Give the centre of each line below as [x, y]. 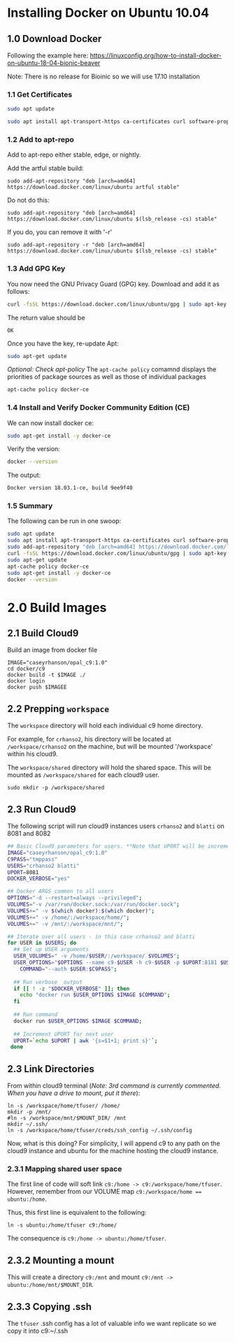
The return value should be [46, 317]
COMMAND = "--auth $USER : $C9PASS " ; [69, 969]
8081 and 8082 [29, 834]
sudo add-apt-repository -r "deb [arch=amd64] [76, 245]
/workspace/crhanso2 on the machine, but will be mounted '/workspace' [110, 747]
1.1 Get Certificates [40, 94]
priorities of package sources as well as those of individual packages [107, 377]
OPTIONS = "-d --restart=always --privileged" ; [74, 898]
